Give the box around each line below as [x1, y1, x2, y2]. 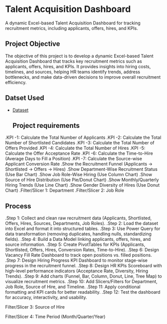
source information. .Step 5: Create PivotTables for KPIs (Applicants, [5, 241, 146, 247]
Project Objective [5, 40, 60, 48]
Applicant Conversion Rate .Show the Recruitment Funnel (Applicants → [5, 161, 153, 167]
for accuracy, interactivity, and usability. [5, 295, 87, 301]
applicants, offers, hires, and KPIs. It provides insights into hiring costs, [5, 63, 151, 69]
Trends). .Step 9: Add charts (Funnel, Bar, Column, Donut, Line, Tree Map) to [5, 273, 162, 279]
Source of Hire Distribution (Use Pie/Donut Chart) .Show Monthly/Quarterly [5, 177, 159, 183]
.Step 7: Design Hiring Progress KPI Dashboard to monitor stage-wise [5, 257, 148, 263]
